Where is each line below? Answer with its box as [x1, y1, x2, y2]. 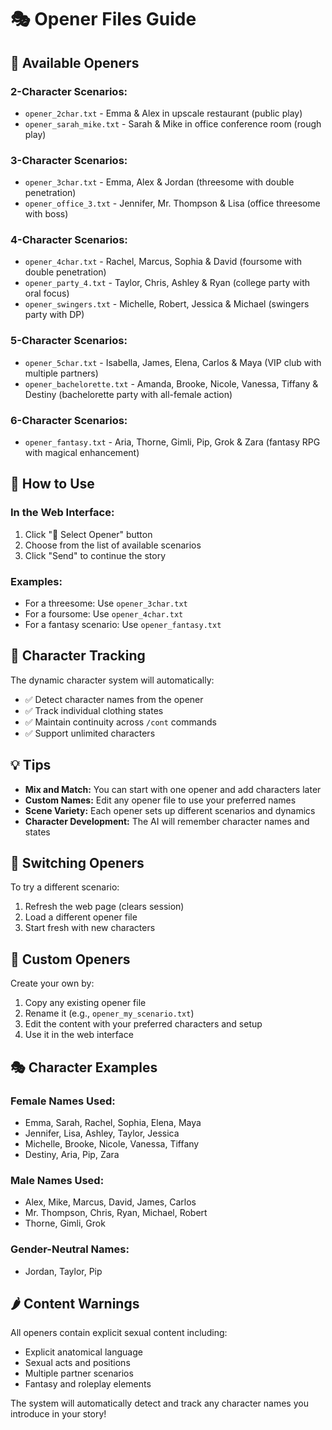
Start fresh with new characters [24, 922, 156, 934]
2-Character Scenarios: [10, 84, 128, 98]
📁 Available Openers [10, 54, 140, 71]
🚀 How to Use [10, 476, 95, 493]
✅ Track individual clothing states [24, 704, 164, 716]
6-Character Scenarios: [10, 413, 128, 427]
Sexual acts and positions [24, 1357, 131, 1369]
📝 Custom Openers [10, 951, 131, 968]
